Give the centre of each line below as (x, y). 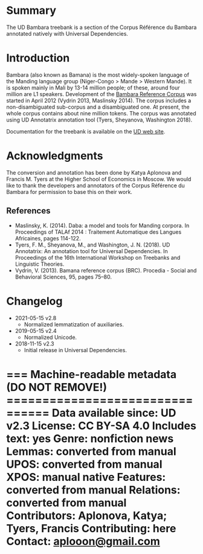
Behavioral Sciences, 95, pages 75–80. (63, 277)
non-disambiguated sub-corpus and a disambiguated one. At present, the (98, 107)
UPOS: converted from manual (84, 464)
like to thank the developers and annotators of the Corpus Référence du (96, 185)
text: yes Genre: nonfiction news (90, 438)
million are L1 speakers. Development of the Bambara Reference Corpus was (101, 94)
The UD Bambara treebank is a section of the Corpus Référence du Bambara (101, 27)
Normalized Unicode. (50, 337)
